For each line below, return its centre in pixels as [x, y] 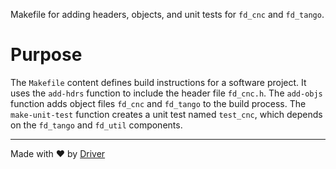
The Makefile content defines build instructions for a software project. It [158, 82]
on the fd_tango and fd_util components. [96, 125]
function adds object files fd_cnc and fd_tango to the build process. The [158, 103]
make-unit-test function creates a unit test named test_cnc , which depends [166, 114]
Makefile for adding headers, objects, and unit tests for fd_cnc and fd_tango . [167, 14]
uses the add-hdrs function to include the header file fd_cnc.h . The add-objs [166, 93]
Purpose [46, 55]
